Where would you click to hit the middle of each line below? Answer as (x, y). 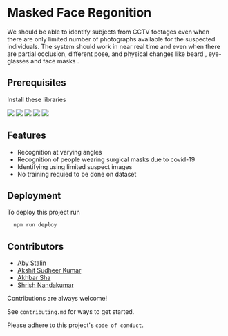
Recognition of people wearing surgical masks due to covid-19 (106, 159)
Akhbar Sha (34, 278)
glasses (18, 61)
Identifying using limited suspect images (75, 166)
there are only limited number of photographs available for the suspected (111, 39)
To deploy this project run (44, 213)
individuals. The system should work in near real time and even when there (114, 46)
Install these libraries (37, 99)
